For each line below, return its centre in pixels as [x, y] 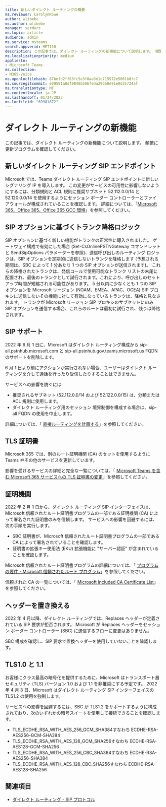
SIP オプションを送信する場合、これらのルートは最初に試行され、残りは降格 [83, 308]
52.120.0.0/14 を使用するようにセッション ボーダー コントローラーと [75, 198]
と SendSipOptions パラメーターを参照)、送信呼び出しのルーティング [75, 252]
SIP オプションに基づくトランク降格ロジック [73, 227]
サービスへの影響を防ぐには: [34, 384]
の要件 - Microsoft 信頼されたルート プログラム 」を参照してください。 [77, 572]
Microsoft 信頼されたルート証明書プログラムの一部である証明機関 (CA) [77, 513]
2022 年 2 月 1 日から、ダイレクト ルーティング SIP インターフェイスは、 [79, 507]
